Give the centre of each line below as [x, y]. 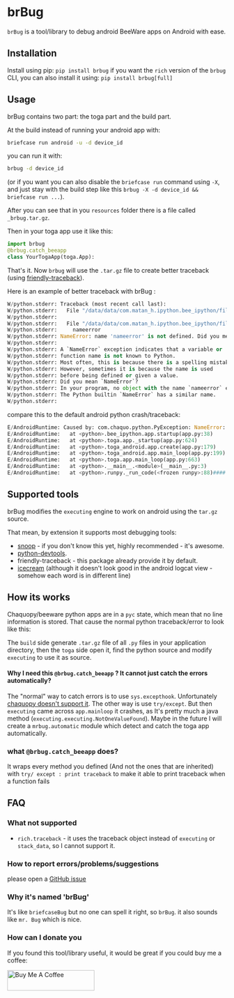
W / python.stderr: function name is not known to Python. [92, 356]
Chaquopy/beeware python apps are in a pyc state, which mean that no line [115, 614]
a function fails [29, 781]
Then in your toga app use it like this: [60, 232]
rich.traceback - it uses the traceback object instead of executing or [116, 838]
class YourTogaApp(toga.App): [51, 257]
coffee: [17, 960]
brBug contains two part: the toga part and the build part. [89, 116]
